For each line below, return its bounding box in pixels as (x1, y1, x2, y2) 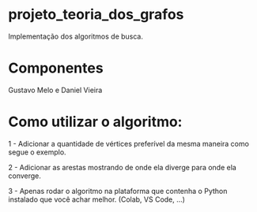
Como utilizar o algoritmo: (8, 113, 183, 131)
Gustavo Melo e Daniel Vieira (8, 85, 103, 95)
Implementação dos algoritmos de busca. (8, 32, 144, 41)
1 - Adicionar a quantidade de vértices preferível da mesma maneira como (8, 139, 249, 148)
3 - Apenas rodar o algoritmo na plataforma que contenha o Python (8, 186, 228, 195)
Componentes (8, 59, 104, 77)
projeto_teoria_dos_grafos (8, 6, 184, 24)
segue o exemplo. (8, 147, 66, 157)
